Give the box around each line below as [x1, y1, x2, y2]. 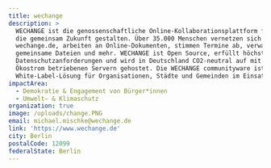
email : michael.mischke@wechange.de [8, 117, 131, 125]
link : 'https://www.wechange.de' [8, 124, 121, 132]
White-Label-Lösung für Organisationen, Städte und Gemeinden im [15, 72, 240, 80]
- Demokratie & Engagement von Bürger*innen [15, 86, 168, 95]
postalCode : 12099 [8, 139, 70, 148]
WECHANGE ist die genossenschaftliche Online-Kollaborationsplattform [15, 27, 258, 35]
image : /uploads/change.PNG [8, 110, 103, 118]
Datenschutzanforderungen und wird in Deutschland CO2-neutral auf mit [15, 57, 262, 65]
